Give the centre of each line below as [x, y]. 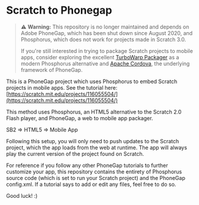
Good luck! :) [22, 195]
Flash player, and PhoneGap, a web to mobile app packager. [80, 118]
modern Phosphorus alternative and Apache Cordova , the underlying [105, 64]
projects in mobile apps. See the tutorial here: [62, 87]
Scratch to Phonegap [59, 10]
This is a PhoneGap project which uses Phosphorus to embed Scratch [92, 81]
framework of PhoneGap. [52, 70]
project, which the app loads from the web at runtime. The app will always [97, 147]
